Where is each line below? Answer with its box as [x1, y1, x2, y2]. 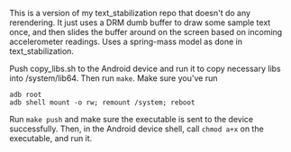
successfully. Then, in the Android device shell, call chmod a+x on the [9, 123, 264, 134]
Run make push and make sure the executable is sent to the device [9, 114, 254, 124]
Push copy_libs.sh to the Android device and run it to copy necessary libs [9, 63, 281, 74]
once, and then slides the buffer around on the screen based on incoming [9, 27, 283, 37]
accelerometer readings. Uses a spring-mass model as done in [9, 36, 243, 47]
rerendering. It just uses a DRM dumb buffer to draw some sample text [9, 17, 271, 28]
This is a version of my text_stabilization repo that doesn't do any [9, 8, 250, 18]
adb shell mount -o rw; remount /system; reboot [9, 98, 196, 107]
